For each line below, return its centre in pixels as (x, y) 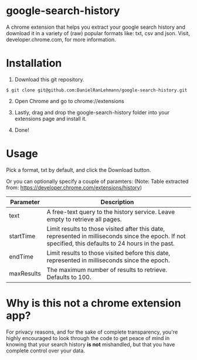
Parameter (25, 202)
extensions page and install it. (50, 118)
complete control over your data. (45, 351)
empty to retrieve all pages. (84, 219)
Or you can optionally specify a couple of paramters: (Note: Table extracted (97, 181)
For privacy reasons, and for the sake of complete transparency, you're (92, 332)
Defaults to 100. (69, 277)
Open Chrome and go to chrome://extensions (69, 101)
